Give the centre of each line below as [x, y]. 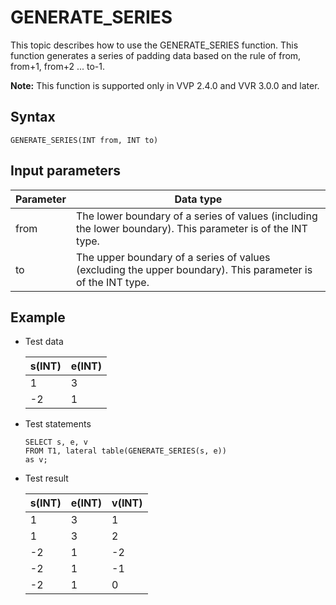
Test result [46, 478]
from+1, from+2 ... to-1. [57, 66]
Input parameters [66, 171]
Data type [198, 199]
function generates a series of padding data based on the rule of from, [156, 55]
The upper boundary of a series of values [173, 257]
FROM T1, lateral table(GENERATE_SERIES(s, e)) [125, 451]
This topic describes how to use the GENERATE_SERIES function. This [154, 45]
